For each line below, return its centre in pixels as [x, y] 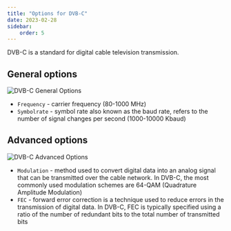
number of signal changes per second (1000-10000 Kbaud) [101, 119]
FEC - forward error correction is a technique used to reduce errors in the [120, 199]
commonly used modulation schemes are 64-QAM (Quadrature [107, 185]
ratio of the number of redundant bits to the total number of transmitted [118, 214]
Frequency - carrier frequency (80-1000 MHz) [82, 104]
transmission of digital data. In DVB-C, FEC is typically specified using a [119, 207]
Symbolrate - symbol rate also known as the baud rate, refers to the [112, 112]
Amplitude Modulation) [50, 192]
